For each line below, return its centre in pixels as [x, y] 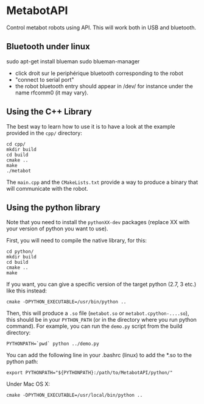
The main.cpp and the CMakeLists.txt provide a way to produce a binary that [102, 182]
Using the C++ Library [49, 112]
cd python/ [20, 252]
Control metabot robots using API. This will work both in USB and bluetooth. [101, 27]
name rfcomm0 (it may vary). [52, 93]
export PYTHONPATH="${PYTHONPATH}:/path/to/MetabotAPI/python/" [90, 373]
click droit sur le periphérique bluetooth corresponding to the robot [99, 73]
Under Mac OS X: [28, 384]
